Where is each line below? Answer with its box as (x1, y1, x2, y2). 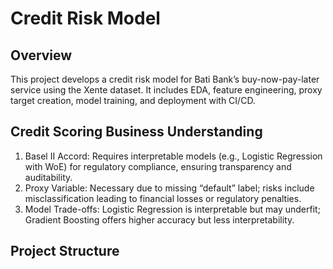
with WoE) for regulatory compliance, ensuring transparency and (24, 160, 292, 172)
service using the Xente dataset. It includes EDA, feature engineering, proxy (10, 84, 323, 96)
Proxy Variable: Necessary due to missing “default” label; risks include (24, 182, 315, 194)
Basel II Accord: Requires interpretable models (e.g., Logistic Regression (24, 150, 323, 162)
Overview (10, 47, 73, 64)
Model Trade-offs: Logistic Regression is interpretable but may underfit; (24, 203, 321, 215)
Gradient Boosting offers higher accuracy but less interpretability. (24, 213, 295, 226)
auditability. (24, 171, 73, 183)
